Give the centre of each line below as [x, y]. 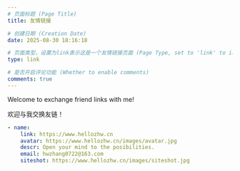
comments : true [30, 79]
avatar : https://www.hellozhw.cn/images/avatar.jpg [99, 141]
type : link [24, 60]
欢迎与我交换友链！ [36, 114]
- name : [19, 128]
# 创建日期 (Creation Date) [47, 33]
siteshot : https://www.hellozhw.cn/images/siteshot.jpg [105, 161]
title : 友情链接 [29, 21]
